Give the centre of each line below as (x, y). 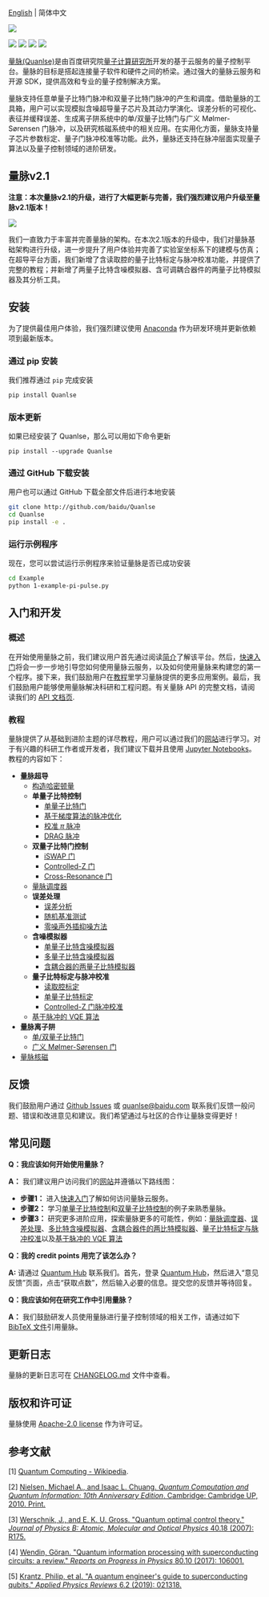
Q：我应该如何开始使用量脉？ (57, 1164)
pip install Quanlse (43, 395)
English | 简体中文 (38, 12)
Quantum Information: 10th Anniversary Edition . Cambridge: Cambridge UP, (133, 1496)
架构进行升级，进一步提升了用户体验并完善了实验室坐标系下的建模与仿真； (138, 249)
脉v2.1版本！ (29, 207)
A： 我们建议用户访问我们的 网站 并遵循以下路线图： (93, 1181)
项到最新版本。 (33, 338)
